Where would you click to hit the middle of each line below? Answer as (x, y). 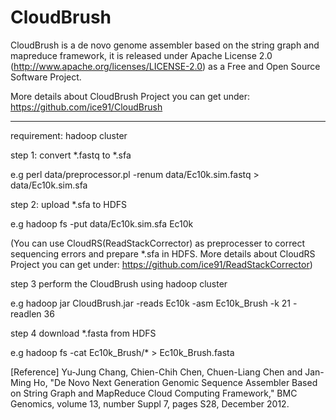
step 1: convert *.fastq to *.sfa (71, 155)
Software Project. (46, 77)
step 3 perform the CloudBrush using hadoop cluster (119, 283)
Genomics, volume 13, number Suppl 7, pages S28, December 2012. (150, 403)
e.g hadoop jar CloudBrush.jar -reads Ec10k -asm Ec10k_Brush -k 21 (151, 303)
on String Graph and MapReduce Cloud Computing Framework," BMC (154, 393)
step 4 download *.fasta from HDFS (83, 333)
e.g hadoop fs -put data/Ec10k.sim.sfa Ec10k (102, 223)
